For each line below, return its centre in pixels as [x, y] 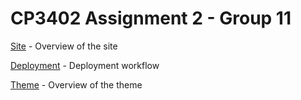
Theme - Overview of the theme [76, 84]
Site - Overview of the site [64, 46]
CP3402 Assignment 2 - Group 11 [151, 18]
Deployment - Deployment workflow [85, 65]
